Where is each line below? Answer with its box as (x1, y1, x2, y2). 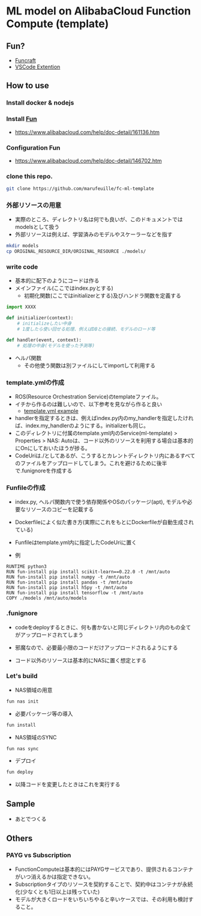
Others (6, 833, 33, 843)
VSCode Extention (14, 63, 61, 70)
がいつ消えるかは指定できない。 (14, 873, 94, 880)
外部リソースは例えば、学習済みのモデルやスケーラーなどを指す (14, 231, 173, 238)
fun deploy (6, 769, 34, 775)
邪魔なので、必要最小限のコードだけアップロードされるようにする (14, 644, 178, 651)
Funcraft (14, 57, 36, 64)
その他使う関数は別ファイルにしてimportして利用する (23, 362, 156, 369)
